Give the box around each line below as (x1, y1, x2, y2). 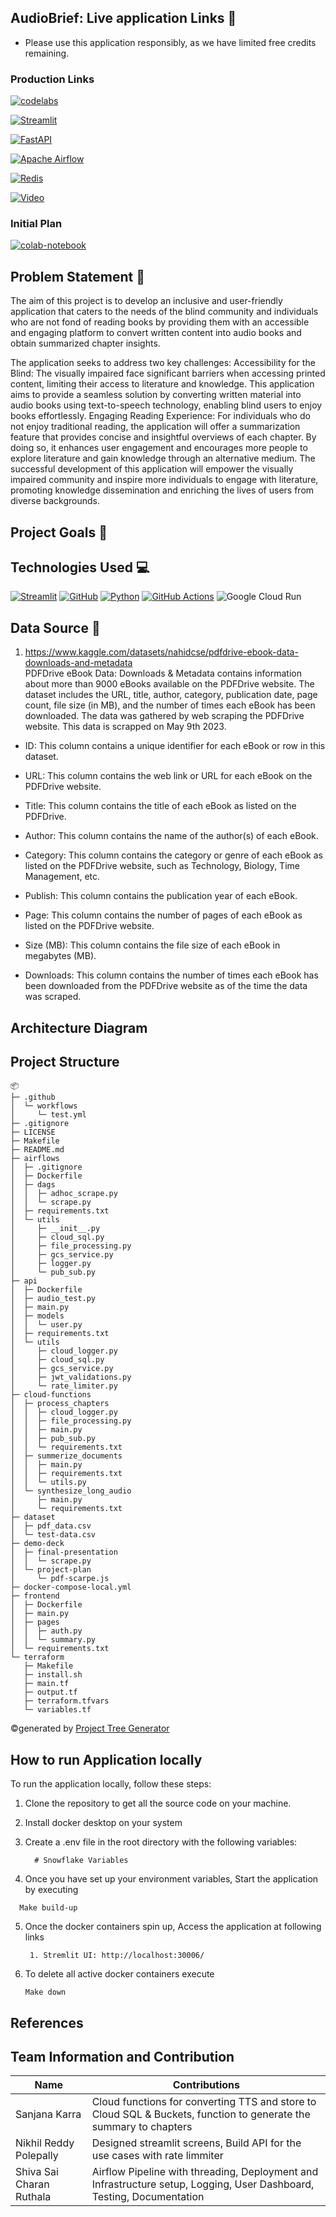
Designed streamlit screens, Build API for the (91, 2136, 302, 2150)
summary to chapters (91, 2120, 193, 2134)
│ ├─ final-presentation (10, 1547, 118, 1558)
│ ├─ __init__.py (10, 1224, 101, 1234)
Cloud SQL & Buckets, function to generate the (91, 2107, 311, 2121)
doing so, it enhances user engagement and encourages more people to (10, 442, 308, 454)
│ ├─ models (10, 1311, 65, 1321)
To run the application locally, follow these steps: (10, 1778, 212, 1790)
